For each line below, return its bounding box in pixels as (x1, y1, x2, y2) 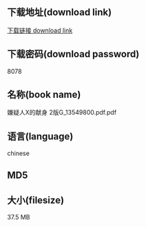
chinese (7, 149, 30, 157)
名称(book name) (7, 89, 81, 101)
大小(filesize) (7, 195, 64, 206)
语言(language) (7, 130, 74, 142)
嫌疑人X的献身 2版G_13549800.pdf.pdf (7, 108, 117, 117)
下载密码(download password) (7, 48, 140, 60)
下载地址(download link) (7, 6, 112, 19)
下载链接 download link (7, 26, 73, 34)
